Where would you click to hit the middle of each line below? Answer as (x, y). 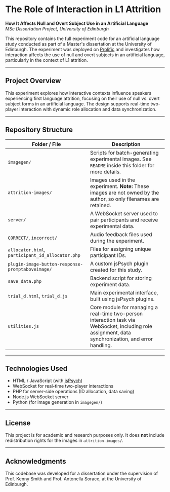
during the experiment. (117, 241)
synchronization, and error (122, 339)
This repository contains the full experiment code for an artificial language (82, 39)
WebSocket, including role (121, 326)
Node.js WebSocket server (40, 397)
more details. (106, 172)
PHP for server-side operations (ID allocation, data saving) (73, 392)
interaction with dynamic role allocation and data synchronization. (88, 109)
